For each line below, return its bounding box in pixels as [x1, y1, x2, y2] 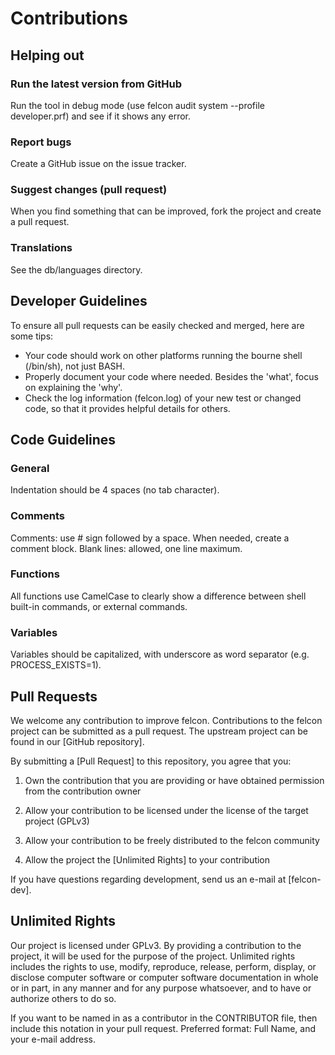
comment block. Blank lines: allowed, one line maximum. [10, 542, 243, 554]
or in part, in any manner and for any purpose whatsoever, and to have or [10, 982, 312, 994]
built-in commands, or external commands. [10, 600, 188, 612]
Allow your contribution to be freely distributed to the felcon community [24, 834, 320, 846]
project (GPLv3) [24, 815, 90, 827]
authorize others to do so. [10, 992, 117, 1004]
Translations [10, 241, 73, 255]
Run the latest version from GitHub [10, 77, 183, 91]
